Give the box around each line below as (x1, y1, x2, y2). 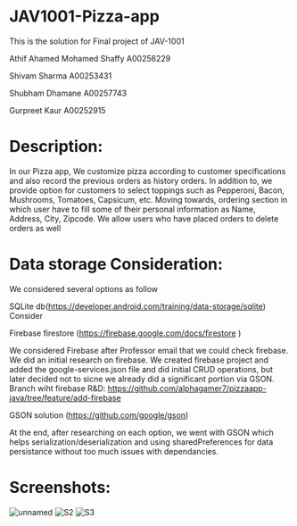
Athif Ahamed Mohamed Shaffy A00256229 (9, 53, 171, 63)
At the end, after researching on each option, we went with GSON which (9, 427, 275, 438)
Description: (9, 137, 103, 157)
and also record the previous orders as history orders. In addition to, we (9, 175, 273, 186)
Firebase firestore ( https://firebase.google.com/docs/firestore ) (9, 328, 242, 338)
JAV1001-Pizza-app (9, 6, 161, 27)
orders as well (9, 222, 62, 233)
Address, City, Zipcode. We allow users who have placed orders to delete (9, 213, 279, 224)
